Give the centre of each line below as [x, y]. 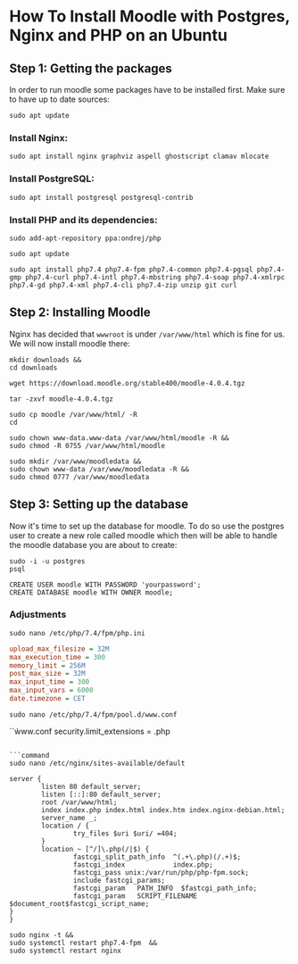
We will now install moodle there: [70, 343]
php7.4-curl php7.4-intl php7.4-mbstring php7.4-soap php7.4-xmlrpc [155, 277]
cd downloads [33, 368]
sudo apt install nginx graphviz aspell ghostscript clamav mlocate [139, 157]
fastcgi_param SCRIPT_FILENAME [135, 896]
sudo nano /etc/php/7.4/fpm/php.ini [77, 633]
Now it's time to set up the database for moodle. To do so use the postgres [147, 526]
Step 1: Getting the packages [91, 68]
